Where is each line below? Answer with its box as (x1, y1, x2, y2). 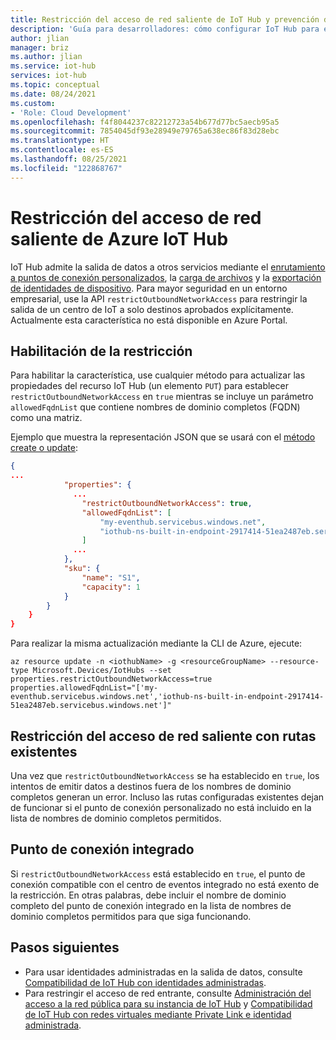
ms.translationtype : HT (10, 136, 110, 146)
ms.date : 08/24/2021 (10, 89, 97, 99)
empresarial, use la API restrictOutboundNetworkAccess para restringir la (10, 292, 308, 305)
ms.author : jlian (10, 52, 83, 62)
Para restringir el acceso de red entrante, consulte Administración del (24, 987, 312, 999)
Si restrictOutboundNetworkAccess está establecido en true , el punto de (10, 867, 306, 880)
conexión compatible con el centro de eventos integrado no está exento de (10, 878, 320, 890)
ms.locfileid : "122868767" (10, 163, 123, 173)
